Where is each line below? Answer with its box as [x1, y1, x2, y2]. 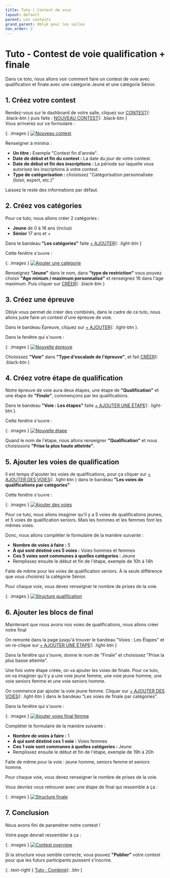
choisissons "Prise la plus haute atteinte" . [5, 443, 95, 449]
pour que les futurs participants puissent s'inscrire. [5, 857, 112, 863]
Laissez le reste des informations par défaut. [5, 187, 98, 193]
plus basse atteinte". [5, 657, 48, 663]
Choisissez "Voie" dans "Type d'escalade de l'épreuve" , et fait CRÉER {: [5, 354, 158, 360]
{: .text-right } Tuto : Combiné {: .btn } [5, 867, 83, 873]
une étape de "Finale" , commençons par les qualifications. [5, 393, 129, 399]
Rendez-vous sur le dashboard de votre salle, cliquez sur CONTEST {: [5, 109, 151, 115]
